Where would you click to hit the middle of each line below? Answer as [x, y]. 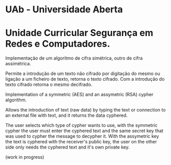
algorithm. [16, 100]
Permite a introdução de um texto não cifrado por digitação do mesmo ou [83, 74]
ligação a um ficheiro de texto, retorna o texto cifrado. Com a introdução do [85, 79]
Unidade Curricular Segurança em [79, 33]
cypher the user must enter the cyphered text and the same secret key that [84, 131]
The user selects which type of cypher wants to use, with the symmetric [81, 125]
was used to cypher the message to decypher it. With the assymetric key [82, 136]
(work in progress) [25, 157]
